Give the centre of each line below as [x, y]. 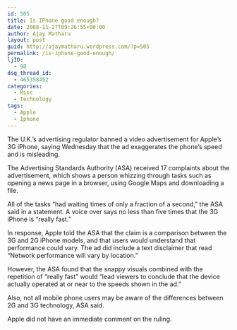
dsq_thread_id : [30, 73]
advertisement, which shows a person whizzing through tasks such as [109, 175]
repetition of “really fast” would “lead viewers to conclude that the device [114, 276]
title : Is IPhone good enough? [53, 20]
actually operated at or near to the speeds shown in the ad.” [95, 284]
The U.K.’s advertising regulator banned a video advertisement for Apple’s [115, 139]
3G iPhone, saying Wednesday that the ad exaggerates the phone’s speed [115, 146]
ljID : [15, 60]
